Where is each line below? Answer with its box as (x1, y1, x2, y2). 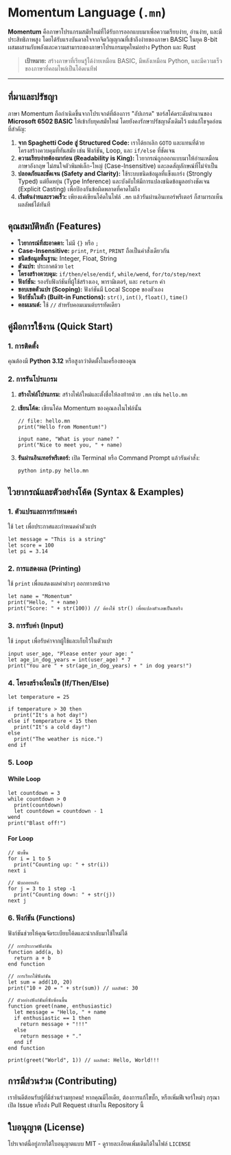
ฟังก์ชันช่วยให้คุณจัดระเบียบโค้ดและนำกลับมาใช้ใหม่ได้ (8, 929, 128, 937)
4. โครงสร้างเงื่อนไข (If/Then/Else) (8, 678, 110, 687)
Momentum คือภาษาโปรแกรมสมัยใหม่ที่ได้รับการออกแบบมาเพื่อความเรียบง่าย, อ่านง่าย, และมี (8, 27, 222, 36)
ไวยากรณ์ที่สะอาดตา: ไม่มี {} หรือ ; (17, 239, 99, 247)
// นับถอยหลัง (8, 879, 39, 886)
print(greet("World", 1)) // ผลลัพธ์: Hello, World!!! (8, 1056, 160, 1064)
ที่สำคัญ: (8, 125, 27, 133)
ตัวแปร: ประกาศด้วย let (17, 262, 75, 270)
